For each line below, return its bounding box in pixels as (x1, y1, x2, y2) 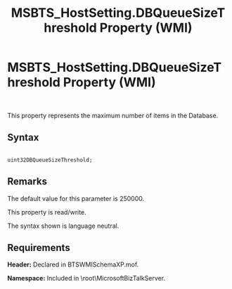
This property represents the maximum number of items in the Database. (7, 111, 219, 120)
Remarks (7, 176, 48, 188)
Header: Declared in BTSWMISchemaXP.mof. (7, 260, 139, 269)
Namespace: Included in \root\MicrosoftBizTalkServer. (7, 274, 166, 283)
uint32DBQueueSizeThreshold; (7, 156, 93, 163)
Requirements (7, 241, 70, 254)
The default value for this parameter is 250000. (7, 194, 145, 203)
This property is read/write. (7, 207, 86, 216)
